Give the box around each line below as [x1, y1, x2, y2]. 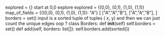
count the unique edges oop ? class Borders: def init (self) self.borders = [5, 20, 155, 26]
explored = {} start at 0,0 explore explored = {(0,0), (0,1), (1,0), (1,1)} [5, 5, 145, 10]
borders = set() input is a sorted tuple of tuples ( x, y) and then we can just [5, 15, 160, 21]
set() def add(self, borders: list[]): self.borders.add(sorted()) [5, 26, 130, 32]
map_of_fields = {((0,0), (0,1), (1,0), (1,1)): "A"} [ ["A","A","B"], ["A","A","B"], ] [5, 10, 157, 16]
